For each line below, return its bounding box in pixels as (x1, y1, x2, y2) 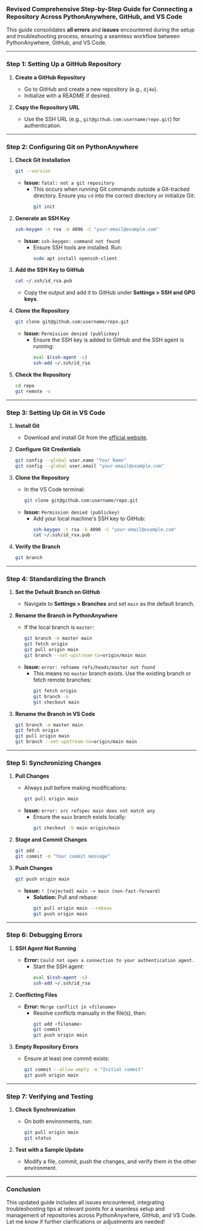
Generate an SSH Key (14, 214, 71, 222)
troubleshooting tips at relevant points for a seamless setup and (6, 1205, 165, 1213)
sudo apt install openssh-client (33, 255, 118, 262)
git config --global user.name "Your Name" (14, 457, 127, 463)
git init (33, 204, 56, 210)
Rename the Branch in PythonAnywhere (14, 612, 118, 619)
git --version (14, 168, 51, 174)
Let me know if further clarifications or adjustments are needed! (6, 1218, 165, 1226)
